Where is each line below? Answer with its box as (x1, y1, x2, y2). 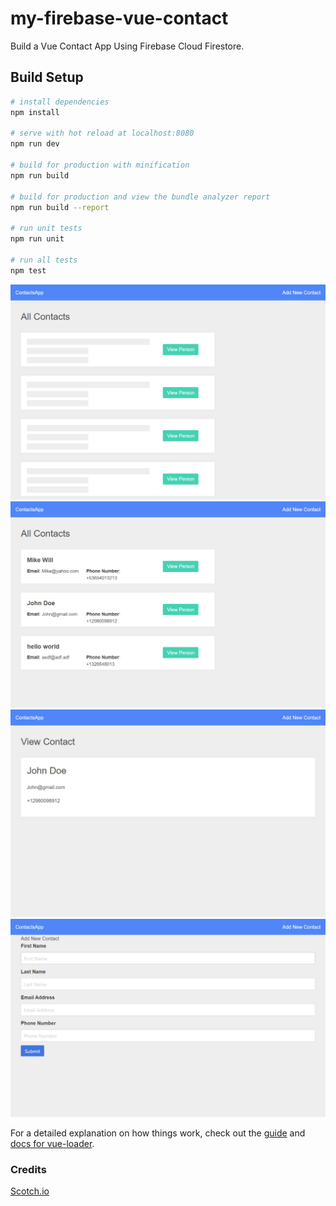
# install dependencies (10, 97, 110, 107)
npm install (10, 107, 60, 117)
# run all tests (10, 255, 78, 265)
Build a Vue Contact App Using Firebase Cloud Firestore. (10, 40, 245, 52)
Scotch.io (10, 1185, 50, 1197)
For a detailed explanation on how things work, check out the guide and (10, 1127, 306, 1139)
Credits (10, 1162, 47, 1176)
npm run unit (10, 234, 65, 244)
